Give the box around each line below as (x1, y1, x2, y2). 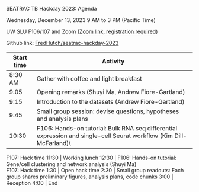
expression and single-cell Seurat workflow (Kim (36, 132, 174, 140)
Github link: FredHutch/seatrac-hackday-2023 (6, 40, 119, 46)
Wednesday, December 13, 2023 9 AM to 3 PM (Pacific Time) (6, 17, 156, 23)
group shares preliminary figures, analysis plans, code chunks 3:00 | (6, 173, 174, 180)
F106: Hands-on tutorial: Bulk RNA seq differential (36, 124, 178, 132)
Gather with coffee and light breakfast (36, 75, 142, 82)
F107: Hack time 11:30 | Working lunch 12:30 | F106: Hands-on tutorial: (6, 154, 176, 161)
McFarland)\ (36, 139, 71, 147)
